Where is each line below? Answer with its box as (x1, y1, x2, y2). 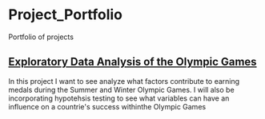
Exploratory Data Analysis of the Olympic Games (8, 55, 258, 69)
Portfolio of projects (8, 32, 74, 42)
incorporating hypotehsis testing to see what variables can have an (8, 93, 230, 103)
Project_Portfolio (8, 6, 122, 24)
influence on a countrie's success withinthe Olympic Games (8, 101, 207, 111)
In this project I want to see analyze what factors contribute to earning (8, 76, 240, 85)
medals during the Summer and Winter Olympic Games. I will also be (8, 85, 235, 94)
